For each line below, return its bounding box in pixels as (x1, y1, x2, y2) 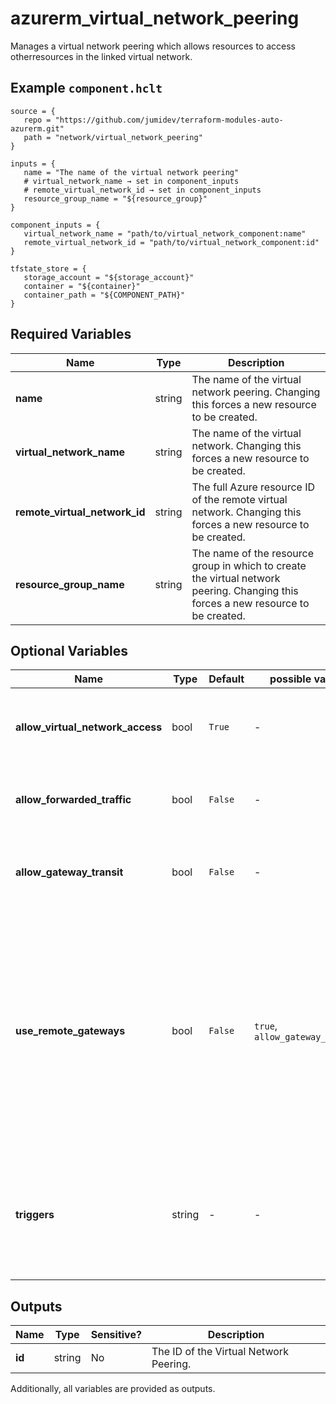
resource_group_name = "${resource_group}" (23, 193, 208, 204)
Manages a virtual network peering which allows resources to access (10, 40, 296, 52)
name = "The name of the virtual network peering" (23, 167, 240, 177)
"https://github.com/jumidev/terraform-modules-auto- (54, 115, 284, 125)
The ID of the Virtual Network (151, 1345, 289, 1359)
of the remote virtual (191, 492, 288, 506)
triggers (15, 1208, 55, 1222)
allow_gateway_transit (15, 865, 124, 879)
